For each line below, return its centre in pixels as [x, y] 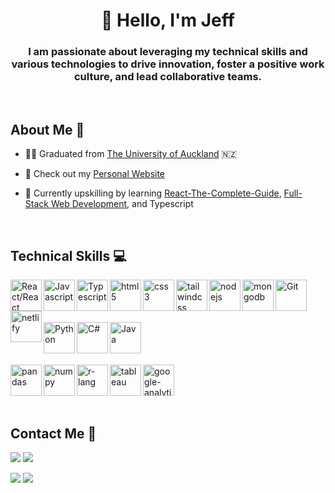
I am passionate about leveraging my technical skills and [168, 52]
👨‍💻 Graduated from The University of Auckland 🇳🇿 [131, 154]
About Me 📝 [47, 129]
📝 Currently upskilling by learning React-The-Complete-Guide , [153, 193]
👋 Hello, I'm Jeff [168, 20]
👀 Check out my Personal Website [95, 174]
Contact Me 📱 [53, 433]
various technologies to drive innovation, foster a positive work [168, 64]
